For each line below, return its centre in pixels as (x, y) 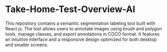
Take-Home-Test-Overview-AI (70, 9)
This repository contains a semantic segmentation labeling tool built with (80, 23)
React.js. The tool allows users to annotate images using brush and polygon (84, 28)
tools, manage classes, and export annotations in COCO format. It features (82, 34)
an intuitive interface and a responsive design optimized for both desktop (81, 39)
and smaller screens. (27, 44)
